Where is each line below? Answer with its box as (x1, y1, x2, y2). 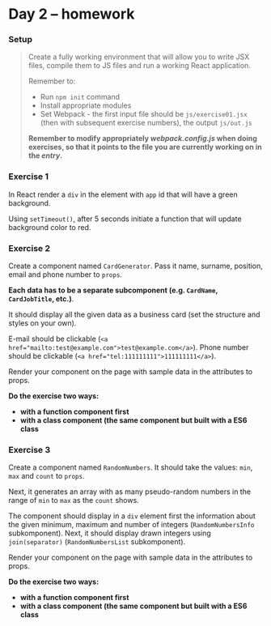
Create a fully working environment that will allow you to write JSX (28, 52, 250, 62)
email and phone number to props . (8, 270, 123, 279)
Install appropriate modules (40, 100, 132, 110)
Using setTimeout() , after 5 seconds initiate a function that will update (8, 214, 242, 224)
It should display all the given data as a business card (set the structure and (8, 309, 260, 320)
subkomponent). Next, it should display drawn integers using (8, 528, 212, 539)
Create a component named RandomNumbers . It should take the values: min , (8, 462, 253, 472)
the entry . (28, 151, 63, 160)
